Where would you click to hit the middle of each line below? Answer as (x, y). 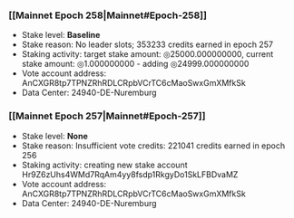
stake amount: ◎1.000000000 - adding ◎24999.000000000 (135, 64)
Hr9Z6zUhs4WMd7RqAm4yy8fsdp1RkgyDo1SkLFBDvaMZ (130, 174)
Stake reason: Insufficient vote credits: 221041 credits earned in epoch (153, 146)
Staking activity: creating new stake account (104, 165)
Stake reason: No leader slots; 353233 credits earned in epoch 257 (147, 44)
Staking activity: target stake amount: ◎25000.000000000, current (147, 54)
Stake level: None (54, 136)
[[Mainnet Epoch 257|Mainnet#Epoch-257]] (107, 116)
